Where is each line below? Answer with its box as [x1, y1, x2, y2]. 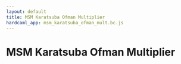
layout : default [6, 8, 46, 15]
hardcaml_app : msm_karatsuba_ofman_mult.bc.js [6, 20, 124, 25]
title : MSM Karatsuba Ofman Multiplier [6, 14, 105, 20]
